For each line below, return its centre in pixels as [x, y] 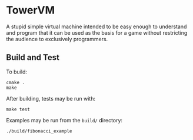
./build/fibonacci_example [39, 131]
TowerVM [30, 10]
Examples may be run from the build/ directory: [64, 120]
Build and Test [33, 57]
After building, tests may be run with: [51, 98]
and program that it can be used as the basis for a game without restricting [97, 32]
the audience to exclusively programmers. [57, 39]
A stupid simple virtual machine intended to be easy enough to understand [96, 26]
